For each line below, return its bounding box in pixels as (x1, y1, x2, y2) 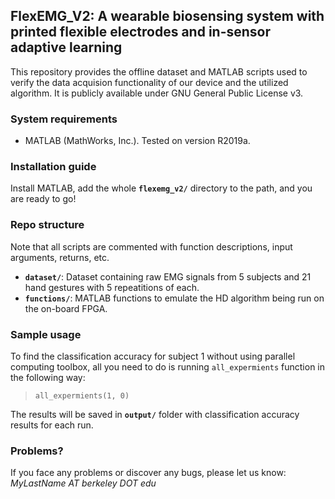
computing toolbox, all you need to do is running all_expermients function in (10, 361, 326, 373)
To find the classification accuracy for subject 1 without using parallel (10, 350, 296, 362)
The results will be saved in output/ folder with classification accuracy (10, 409, 300, 420)
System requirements (10, 112, 118, 126)
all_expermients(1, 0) (34, 391, 130, 401)
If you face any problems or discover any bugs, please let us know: (10, 467, 287, 479)
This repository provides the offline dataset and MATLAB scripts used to (10, 65, 308, 78)
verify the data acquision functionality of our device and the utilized (10, 76, 289, 88)
